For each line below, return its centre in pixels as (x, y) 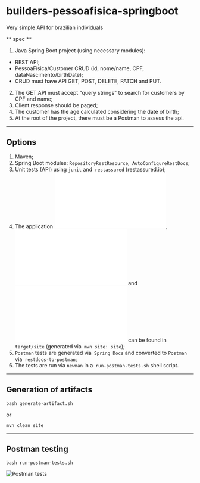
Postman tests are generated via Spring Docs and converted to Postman (101, 353)
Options (21, 142)
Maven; (24, 157)
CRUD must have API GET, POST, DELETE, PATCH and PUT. (88, 81)
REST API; (27, 62)
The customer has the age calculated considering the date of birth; (97, 111)
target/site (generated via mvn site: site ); (70, 346)
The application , (91, 226)
